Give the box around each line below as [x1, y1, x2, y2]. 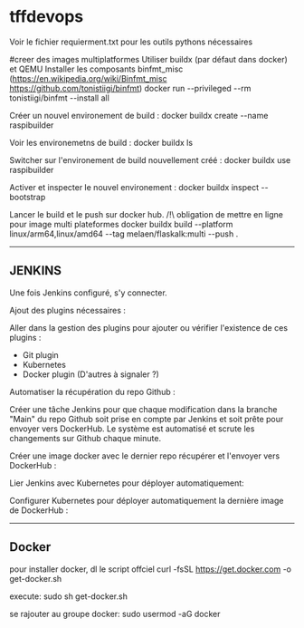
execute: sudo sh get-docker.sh [9, 591, 128, 602]
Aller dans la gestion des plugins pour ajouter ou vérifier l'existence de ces [9, 322, 288, 333]
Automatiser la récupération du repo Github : [9, 386, 176, 397]
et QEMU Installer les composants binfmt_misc [9, 63, 184, 74]
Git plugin [22, 349, 59, 360]
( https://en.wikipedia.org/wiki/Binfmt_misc [9, 72, 167, 83]
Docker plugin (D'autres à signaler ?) [22, 369, 160, 380]
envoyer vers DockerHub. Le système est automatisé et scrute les [9, 423, 255, 434]
